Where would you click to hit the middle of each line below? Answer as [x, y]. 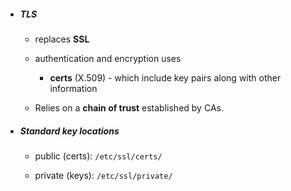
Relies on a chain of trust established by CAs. [129, 107]
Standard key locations [69, 131]
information [73, 88]
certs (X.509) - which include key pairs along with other [165, 77]
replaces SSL [62, 39]
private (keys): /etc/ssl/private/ [103, 175]
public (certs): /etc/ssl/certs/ [98, 156]
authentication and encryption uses [108, 58]
